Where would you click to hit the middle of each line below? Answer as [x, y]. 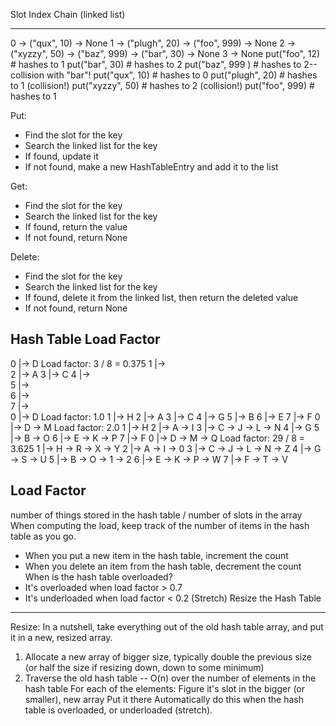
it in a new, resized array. [61, 637]
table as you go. [43, 536]
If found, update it [61, 156]
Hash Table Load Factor [85, 339]
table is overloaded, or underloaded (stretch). [118, 710]
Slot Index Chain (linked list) [68, 14]
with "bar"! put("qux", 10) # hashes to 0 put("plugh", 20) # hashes [182, 75]
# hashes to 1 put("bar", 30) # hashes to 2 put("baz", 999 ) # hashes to [156, 64]
